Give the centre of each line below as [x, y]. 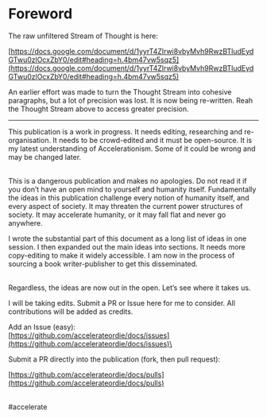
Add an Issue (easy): [42, 327]
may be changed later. [45, 157]
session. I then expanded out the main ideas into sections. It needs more [127, 246]
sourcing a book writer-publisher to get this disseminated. [103, 264]
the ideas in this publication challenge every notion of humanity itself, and [129, 197]
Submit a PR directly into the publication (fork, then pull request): [114, 359]
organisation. [30, 140]
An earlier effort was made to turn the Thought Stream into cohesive [120, 91]
